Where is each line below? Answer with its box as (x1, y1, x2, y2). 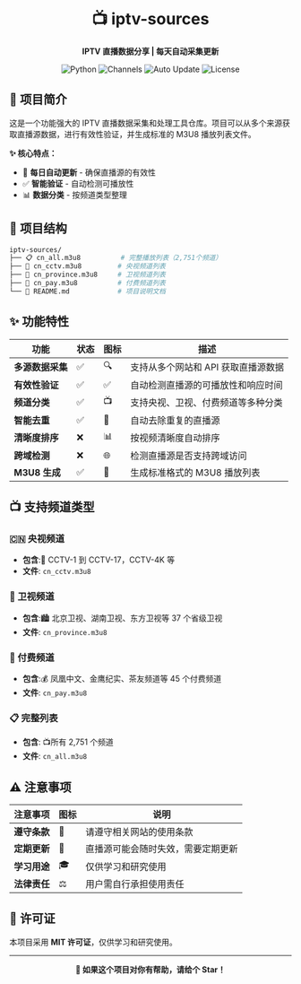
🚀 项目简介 (9, 92, 67, 108)
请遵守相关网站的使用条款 (85, 826, 194, 839)
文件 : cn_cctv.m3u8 (21, 566, 91, 577)
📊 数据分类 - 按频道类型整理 (21, 189, 128, 200)
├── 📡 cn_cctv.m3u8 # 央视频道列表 (9, 262, 166, 271)
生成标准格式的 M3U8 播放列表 (130, 466, 261, 478)
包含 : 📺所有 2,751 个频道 (21, 736, 114, 747)
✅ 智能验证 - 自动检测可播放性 (21, 178, 134, 188)
